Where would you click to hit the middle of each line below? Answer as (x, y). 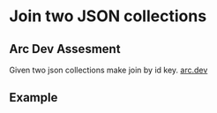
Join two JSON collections (108, 16)
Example (34, 98)
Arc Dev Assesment (65, 49)
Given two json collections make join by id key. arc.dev (108, 70)
